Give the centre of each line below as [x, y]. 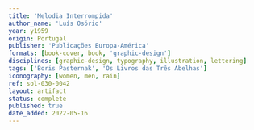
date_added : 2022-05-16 [48, 114]
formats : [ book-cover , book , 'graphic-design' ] [90, 53]
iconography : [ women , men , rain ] [65, 76]
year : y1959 [28, 31]
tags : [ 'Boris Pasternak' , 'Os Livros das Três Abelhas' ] [108, 69]
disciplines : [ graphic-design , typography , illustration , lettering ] [128, 61]
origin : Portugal [37, 38]
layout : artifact [37, 91]
